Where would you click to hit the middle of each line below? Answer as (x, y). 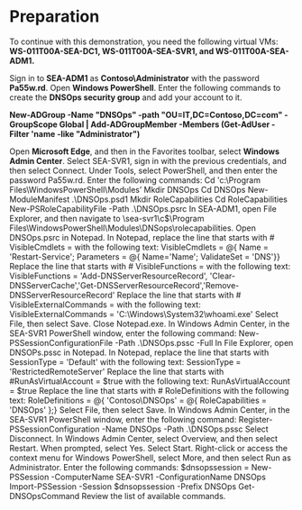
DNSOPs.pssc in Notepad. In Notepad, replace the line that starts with (139, 352)
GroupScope (34, 124)
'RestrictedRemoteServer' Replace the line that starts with (117, 371)
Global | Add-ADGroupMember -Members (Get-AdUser (165, 124)
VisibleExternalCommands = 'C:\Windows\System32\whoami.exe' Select (144, 314)
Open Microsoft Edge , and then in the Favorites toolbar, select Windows (144, 151)
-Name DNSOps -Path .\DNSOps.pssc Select (185, 429)
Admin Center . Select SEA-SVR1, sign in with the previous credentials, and (148, 160)
